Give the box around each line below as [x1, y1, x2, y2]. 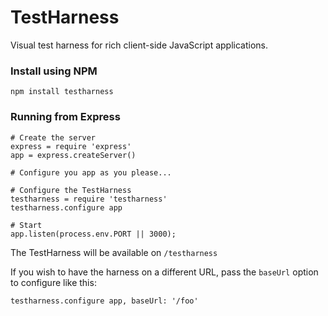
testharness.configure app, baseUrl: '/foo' [10, 296, 199, 306]
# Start [10, 220, 43, 230]
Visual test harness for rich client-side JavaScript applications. [10, 39, 269, 51]
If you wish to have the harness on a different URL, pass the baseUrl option [10, 266, 319, 278]
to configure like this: [10, 276, 97, 288]
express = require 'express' [10, 141, 132, 151]
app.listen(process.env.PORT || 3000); [10, 229, 177, 239]
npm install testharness [10, 87, 114, 97]
